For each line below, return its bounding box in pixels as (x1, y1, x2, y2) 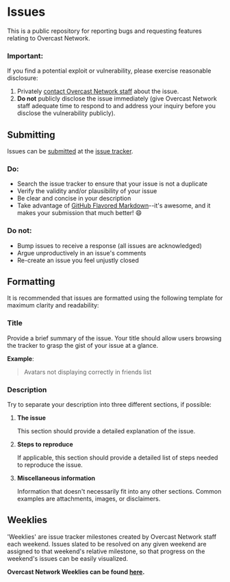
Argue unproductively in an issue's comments (16, 249, 146, 257)
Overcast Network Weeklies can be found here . (7, 568, 145, 576)
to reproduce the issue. (16, 461, 84, 469)
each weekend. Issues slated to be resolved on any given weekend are (7, 540, 207, 548)
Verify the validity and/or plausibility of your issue (16, 187, 157, 195)
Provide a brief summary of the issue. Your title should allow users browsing (7, 333, 222, 342)
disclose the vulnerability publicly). (16, 109, 116, 117)
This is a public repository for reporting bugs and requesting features (7, 27, 202, 35)
